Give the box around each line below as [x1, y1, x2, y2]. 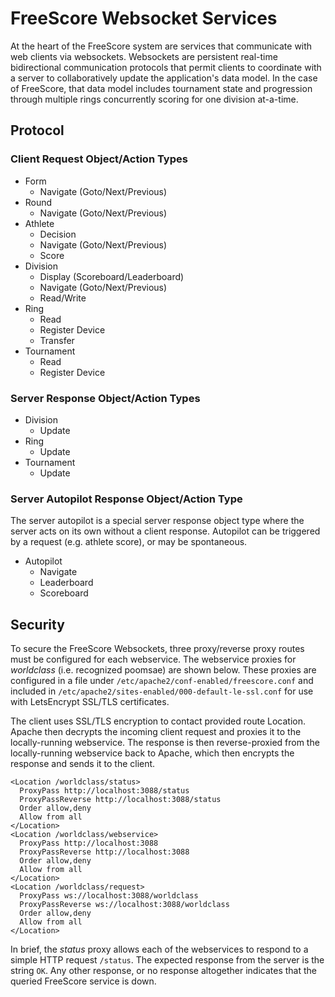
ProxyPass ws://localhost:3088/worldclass [19, 891, 199, 901]
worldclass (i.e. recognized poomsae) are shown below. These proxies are [10, 664, 317, 676]
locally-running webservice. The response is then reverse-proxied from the [10, 737, 320, 749]
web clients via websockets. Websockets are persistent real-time [10, 50, 278, 62]
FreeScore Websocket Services [10, 7, 278, 30]
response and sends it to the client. [10, 758, 156, 770]
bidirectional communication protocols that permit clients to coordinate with [10, 61, 322, 73]
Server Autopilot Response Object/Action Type [10, 492, 243, 506]
